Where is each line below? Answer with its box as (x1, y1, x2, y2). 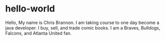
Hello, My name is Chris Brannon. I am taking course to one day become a (5, 19, 160, 25)
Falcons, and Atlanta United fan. (5, 30, 72, 36)
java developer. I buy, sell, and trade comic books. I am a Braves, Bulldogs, (5, 24, 160, 30)
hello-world (5, 3, 56, 14)
